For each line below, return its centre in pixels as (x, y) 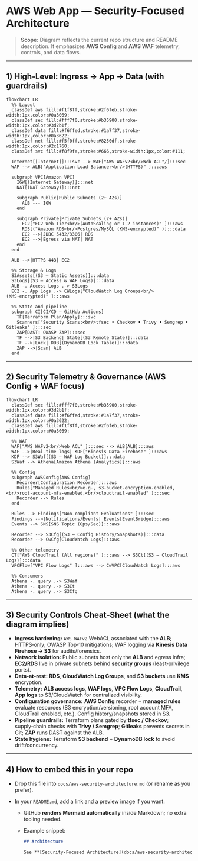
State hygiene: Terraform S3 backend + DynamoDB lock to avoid (95, 739)
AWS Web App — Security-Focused (95, 11)
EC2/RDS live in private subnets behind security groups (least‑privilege (102, 663)
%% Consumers (27, 576)
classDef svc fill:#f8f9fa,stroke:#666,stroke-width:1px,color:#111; (98, 151)
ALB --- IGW (36, 203)
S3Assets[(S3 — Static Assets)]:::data (60, 275)
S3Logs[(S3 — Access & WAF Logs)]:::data (63, 280)
